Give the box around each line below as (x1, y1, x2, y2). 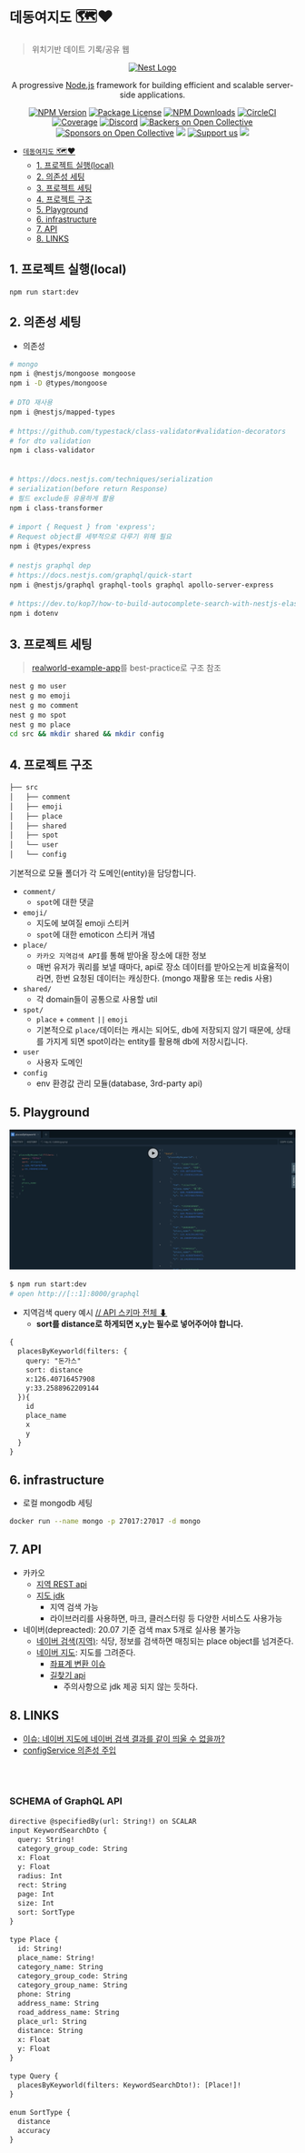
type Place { (9, 1935, 59, 1944)
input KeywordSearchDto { (9, 1826, 107, 1835)
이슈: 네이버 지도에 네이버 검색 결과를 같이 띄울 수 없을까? (22, 1733, 225, 1744)
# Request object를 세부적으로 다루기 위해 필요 (9, 532, 172, 541)
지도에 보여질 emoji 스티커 (35, 918, 130, 929)
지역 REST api (35, 1578, 88, 1589)
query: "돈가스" (25, 1356, 82, 1366)
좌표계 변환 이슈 (49, 1658, 106, 1669)
